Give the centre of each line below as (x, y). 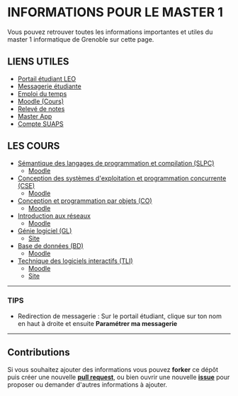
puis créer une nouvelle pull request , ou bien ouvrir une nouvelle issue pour (119, 377)
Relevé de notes (41, 109)
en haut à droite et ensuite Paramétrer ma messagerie (97, 323)
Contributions (39, 353)
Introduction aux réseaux (54, 216)
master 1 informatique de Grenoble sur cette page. (81, 39)
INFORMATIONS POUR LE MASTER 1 (115, 12)
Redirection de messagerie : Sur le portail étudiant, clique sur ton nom (119, 316)
